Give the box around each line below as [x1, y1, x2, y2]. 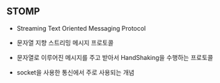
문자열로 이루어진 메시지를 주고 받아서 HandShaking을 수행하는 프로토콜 [16, 53, 214, 61]
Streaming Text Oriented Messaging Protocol [16, 24, 146, 32]
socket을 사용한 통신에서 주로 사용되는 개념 [16, 68, 135, 76]
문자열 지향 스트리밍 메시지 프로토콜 [16, 38, 114, 47]
